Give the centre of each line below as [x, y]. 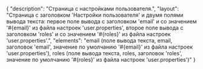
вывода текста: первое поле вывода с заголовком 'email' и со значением [101, 21]
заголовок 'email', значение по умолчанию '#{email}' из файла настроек [99, 47]
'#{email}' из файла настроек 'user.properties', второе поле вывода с [95, 28]
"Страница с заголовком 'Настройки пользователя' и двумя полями [95, 15]
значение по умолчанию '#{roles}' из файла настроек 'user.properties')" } [101, 60]
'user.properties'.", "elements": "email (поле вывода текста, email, [89, 40]
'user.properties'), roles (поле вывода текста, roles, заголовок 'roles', [94, 53]
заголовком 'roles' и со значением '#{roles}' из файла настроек [88, 34]
